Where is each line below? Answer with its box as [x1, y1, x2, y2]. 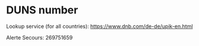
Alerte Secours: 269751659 [6, 34, 73, 41]
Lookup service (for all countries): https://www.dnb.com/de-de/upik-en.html [6, 23, 193, 30]
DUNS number [6, 3, 78, 17]
